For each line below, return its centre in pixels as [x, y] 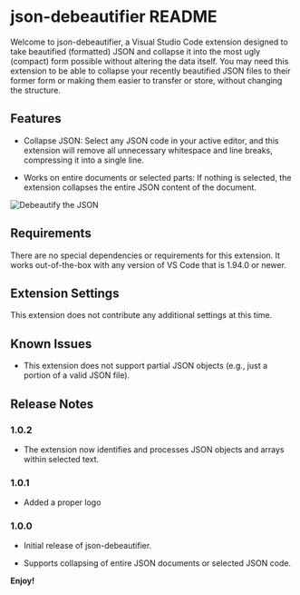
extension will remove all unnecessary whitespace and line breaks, [148, 150]
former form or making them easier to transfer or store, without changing [146, 80]
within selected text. [61, 459]
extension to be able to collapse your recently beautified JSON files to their [150, 71]
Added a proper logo [62, 502]
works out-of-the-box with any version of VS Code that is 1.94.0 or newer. [148, 264]
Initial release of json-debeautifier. [87, 546]
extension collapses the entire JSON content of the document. [140, 187]
